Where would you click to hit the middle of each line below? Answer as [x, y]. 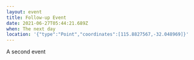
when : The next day [31, 29]
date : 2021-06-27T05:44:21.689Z [47, 23]
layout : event [24, 12]
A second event [26, 52]
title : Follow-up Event [36, 18]
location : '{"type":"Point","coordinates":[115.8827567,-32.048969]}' [98, 35]
